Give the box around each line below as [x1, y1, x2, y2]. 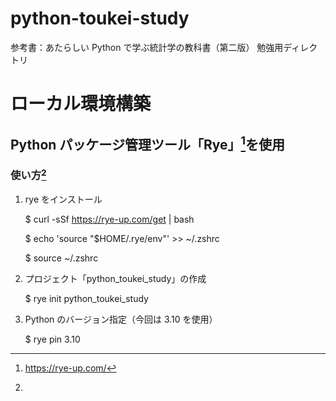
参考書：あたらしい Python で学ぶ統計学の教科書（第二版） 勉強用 [10, 41, 284, 53]
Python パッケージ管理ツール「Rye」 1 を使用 [10, 133, 286, 153]
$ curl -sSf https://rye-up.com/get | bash [24, 213, 195, 226]
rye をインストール [24, 193, 103, 206]
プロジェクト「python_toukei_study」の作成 [24, 273, 207, 285]
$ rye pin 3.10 [24, 333, 81, 346]
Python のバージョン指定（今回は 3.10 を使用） [24, 313, 218, 326]
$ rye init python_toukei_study [24, 293, 149, 305]
